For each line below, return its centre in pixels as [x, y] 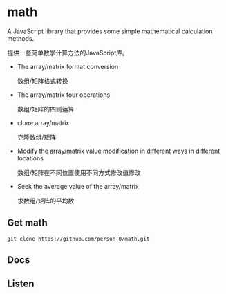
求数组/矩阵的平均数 [46, 201]
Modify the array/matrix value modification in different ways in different [119, 151]
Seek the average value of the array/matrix [78, 186]
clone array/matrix [43, 122]
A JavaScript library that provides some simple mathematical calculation [110, 31]
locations [30, 158]
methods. [21, 38]
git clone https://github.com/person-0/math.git [78, 239]
